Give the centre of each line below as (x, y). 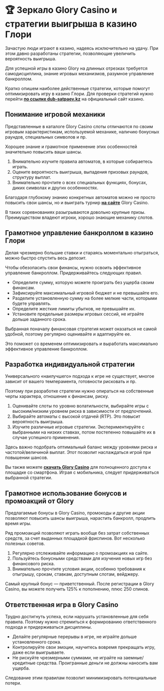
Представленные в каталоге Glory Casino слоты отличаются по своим (79, 126)
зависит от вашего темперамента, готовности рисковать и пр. (71, 382)
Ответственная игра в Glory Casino (62, 605)
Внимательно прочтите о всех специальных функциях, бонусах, (80, 182)
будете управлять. (32, 303)
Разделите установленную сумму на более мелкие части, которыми (85, 298)
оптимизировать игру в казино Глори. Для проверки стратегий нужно (79, 94)
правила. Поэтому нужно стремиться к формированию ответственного (81, 622)
